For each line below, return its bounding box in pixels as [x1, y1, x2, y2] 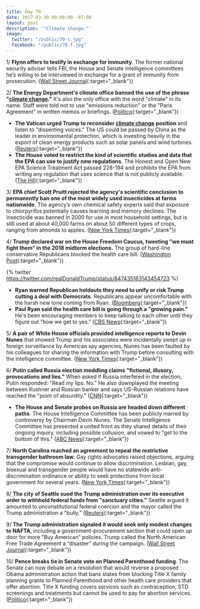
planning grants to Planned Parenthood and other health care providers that [6, 577, 192, 584]
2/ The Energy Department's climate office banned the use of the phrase [6, 89, 189, 96]
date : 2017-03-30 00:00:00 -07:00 [6, 14, 92, 20]
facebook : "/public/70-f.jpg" [11, 42, 86, 48]
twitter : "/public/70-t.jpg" [11, 36, 84, 42]
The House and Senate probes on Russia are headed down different [14, 404, 186, 411]
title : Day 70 [6, 8, 42, 15]
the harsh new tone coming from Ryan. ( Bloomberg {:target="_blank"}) [14, 299, 187, 306]
